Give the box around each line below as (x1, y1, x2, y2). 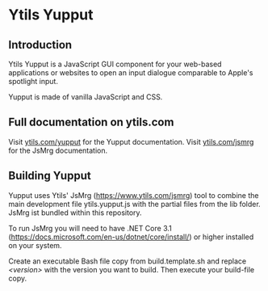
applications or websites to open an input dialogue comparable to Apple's (8, 68, 253, 78)
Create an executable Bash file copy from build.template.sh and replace (8, 256, 247, 266)
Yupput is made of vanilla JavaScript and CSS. (8, 92, 163, 102)
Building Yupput (8, 169, 91, 183)
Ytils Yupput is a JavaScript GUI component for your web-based (8, 59, 222, 69)
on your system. (8, 240, 62, 250)
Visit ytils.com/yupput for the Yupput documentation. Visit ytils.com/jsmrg (8, 137, 254, 146)
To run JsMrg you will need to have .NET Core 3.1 (8, 223, 172, 233)
